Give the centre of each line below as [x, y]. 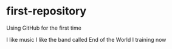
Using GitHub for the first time [44, 28]
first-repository [46, 11]
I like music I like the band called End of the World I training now [86, 39]
